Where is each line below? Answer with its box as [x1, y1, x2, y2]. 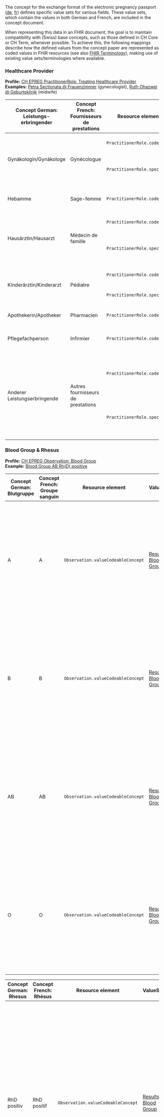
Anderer [7, 389, 26, 396]
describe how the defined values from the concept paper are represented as [5, 45, 159, 51]
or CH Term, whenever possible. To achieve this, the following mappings [5, 40, 151, 46]
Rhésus [34, 993, 52, 1000]
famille [70, 238, 86, 245]
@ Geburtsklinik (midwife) [5, 89, 58, 95]
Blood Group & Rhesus [5, 447, 60, 454]
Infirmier [70, 335, 90, 342]
